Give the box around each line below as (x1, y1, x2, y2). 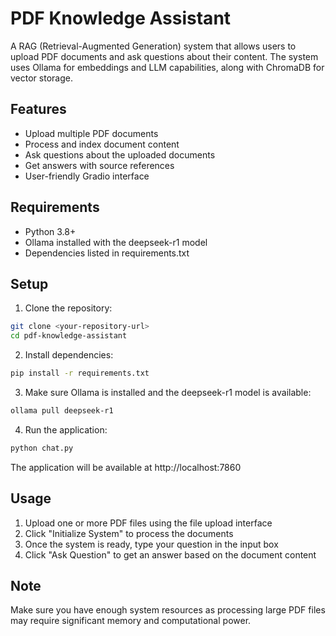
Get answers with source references (24, 159, 175, 171)
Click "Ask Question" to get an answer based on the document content (24, 548, 317, 561)
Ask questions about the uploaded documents (24, 148, 216, 161)
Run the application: (24, 423, 108, 436)
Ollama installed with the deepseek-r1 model (24, 236, 208, 248)
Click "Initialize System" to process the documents (24, 527, 234, 539)
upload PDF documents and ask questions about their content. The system (10, 50, 319, 62)
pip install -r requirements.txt (10, 368, 150, 379)
